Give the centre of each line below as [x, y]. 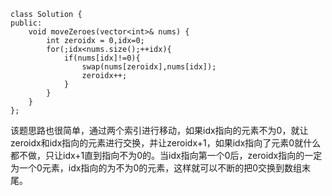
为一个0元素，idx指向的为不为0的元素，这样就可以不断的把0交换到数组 [156, 168]
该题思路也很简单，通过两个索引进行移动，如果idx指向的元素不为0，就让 [159, 130]
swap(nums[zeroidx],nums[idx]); [149, 67]
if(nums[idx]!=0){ [102, 58]
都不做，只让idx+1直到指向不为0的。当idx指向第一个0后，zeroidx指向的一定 [166, 155]
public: [26, 23]
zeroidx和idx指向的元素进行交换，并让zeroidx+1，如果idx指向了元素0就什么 [166, 143]
